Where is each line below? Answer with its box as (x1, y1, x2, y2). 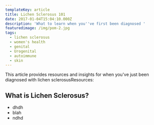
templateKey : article (5, 7, 50, 12)
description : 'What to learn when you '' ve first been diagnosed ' (5, 21, 146, 26)
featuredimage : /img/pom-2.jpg (5, 26, 70, 31)
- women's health (9, 40, 46, 45)
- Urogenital (9, 49, 37, 54)
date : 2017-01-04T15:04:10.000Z (5, 16, 72, 21)
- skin (9, 58, 23, 63)
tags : (5, 30, 16, 35)
